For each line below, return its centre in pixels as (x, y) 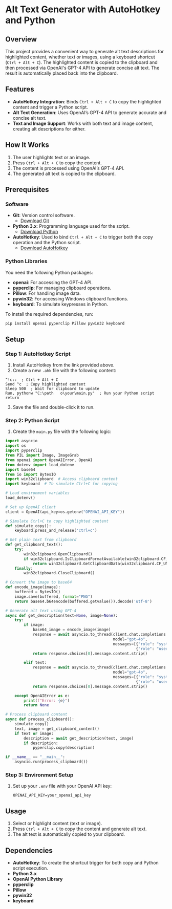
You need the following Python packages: (49, 272)
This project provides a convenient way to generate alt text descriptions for (84, 51)
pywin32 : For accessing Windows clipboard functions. (70, 298)
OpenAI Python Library (38, 879)
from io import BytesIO (31, 474)
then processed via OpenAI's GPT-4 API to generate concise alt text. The (82, 68)
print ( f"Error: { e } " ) (47, 700)
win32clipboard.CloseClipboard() (59, 573)
